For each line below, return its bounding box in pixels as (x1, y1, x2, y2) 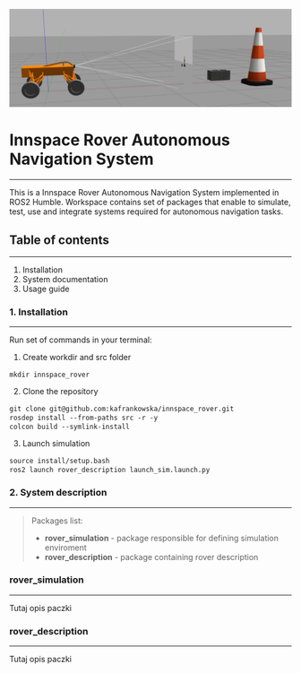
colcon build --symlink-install (9, 422, 130, 432)
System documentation (21, 273, 108, 284)
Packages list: (30, 515, 83, 526)
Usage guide (21, 283, 70, 294)
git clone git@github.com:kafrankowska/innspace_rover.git (9, 404, 235, 414)
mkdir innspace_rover (9, 370, 90, 380)
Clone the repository (21, 386, 99, 397)
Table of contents (9, 232, 109, 247)
